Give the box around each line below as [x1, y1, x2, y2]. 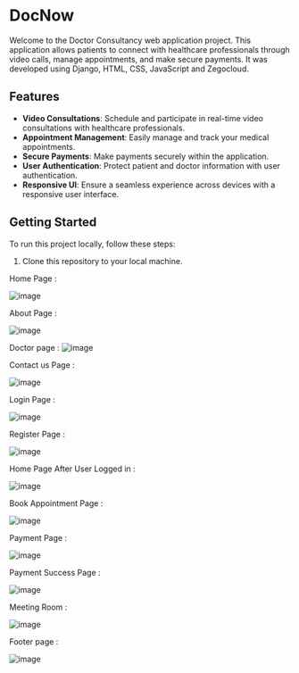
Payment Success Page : [9, 567, 101, 577]
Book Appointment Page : [9, 497, 104, 509]
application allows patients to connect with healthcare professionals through [9, 44, 290, 54]
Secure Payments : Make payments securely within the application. [21, 151, 270, 162]
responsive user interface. [21, 188, 119, 199]
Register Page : [9, 428, 65, 439]
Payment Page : [9, 532, 68, 543]
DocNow [9, 5, 74, 26]
